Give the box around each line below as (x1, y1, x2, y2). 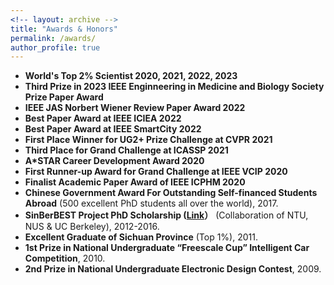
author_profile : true (10, 42, 101, 53)
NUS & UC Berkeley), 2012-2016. (24, 221, 160, 233)
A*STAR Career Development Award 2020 (24, 155, 205, 167)
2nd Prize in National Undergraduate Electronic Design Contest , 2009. (24, 263, 322, 275)
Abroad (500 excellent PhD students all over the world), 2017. (24, 197, 279, 210)
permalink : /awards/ (10, 33, 97, 43)
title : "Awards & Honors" (10, 24, 118, 34)
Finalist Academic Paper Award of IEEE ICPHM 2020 (24, 176, 246, 188)
